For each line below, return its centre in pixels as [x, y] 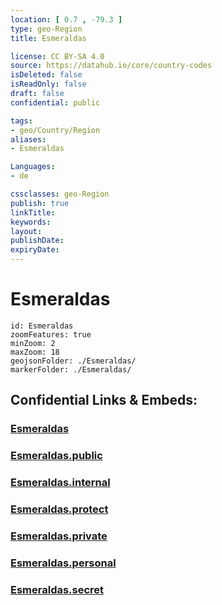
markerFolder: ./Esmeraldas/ [71, 369]
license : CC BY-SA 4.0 [57, 56]
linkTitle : [33, 212]
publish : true [40, 203]
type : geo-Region [46, 29]
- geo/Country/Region [55, 130]
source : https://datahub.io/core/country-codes [111, 66]
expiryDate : [35, 250]
